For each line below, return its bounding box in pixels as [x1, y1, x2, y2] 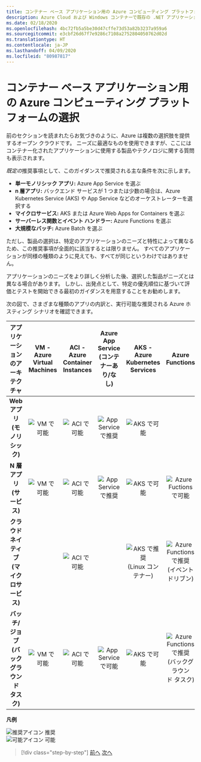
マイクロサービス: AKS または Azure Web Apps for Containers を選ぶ [14, 210, 185, 217]
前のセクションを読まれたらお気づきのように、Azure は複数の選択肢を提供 [6, 132, 190, 139]
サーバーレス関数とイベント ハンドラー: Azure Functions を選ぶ [14, 217, 172, 224]
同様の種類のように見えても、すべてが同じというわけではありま [26, 252, 184, 259]
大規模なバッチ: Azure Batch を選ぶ [14, 224, 103, 232]
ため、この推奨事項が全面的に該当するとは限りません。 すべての [6, 245, 165, 252]
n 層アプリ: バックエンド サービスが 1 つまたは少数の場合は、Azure [14, 187, 181, 195]
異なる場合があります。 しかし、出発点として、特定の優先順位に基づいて [6, 280, 185, 287]
